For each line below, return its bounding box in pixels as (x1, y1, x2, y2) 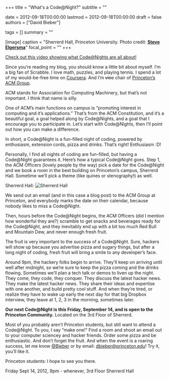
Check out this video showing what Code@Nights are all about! (5, 54, 137, 60)
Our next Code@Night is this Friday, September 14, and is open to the (5, 306, 153, 312)
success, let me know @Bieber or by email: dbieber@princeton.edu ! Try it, (5, 343, 160, 349)
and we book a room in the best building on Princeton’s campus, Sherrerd (5, 168, 158, 173)
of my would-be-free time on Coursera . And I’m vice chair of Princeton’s (5, 75, 155, 80)
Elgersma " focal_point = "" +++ (5, 44, 72, 50)
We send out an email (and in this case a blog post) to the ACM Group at (5, 192, 155, 198)
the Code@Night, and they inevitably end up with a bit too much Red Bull (5, 224, 156, 229)
